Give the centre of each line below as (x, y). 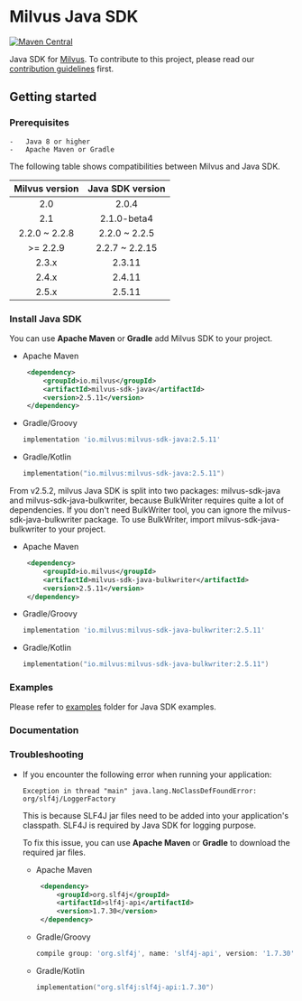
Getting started (53, 97)
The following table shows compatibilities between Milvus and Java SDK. (145, 166)
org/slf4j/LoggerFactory (69, 799)
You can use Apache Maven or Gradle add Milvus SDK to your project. (141, 338)
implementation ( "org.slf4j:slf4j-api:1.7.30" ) (125, 987)
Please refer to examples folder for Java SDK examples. (113, 707)
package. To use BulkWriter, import (149, 520)
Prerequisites (39, 123)
